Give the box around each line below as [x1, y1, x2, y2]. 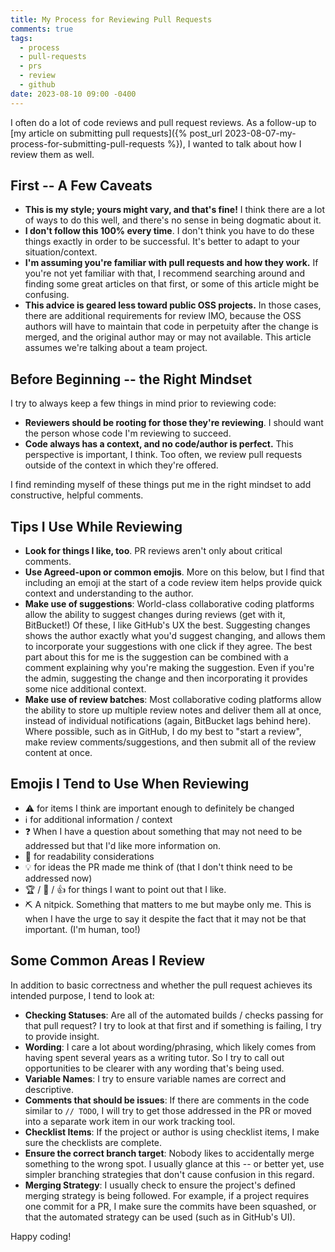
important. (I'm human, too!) [24, 923, 141, 935]
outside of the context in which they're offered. [24, 459, 219, 471]
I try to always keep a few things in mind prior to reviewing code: [10, 397, 277, 410]
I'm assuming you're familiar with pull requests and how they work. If [24, 257, 319, 269]
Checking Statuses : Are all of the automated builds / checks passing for [24, 1009, 324, 1021]
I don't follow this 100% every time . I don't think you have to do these [24, 225, 315, 237]
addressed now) [24, 872, 93, 884]
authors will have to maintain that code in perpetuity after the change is [24, 321, 319, 333]
